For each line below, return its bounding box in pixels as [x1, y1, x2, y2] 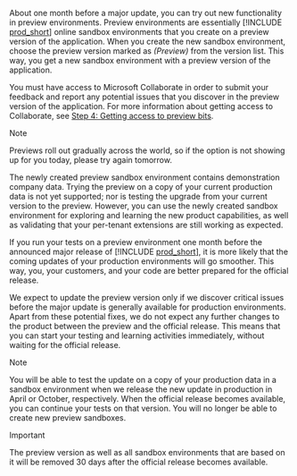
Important [9, 429, 45, 440]
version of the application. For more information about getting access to [9, 101, 274, 111]
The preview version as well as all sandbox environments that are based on [9, 447, 285, 457]
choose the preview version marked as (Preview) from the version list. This [9, 46, 285, 56]
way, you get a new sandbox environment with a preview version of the [9, 55, 271, 65]
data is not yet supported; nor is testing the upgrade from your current [9, 191, 268, 201]
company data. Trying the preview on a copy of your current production [9, 182, 273, 191]
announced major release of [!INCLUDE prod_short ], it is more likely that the [9, 246, 288, 257]
